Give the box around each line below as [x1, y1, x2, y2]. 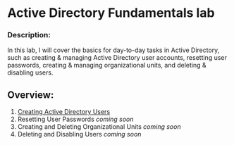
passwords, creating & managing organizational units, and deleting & [7, 61, 207, 70]
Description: [7, 30, 51, 40]
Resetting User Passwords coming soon [17, 115, 134, 124]
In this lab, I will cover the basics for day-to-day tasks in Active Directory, [7, 46, 220, 54]
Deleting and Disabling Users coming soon [17, 130, 142, 139]
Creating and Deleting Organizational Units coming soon [17, 122, 181, 131]
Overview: [7, 89, 54, 101]
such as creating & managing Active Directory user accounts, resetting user [7, 53, 228, 62]
